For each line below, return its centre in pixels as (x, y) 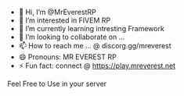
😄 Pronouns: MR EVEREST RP (67, 57)
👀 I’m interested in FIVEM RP (65, 20)
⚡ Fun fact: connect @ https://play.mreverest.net (97, 66)
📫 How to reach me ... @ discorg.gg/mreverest (95, 46)
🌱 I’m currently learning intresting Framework (92, 28)
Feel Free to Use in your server (57, 84)
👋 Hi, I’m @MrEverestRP (57, 12)
